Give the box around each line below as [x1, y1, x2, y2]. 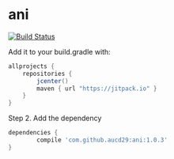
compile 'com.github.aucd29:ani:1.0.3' [36, 136, 168, 144]
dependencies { [8, 129, 59, 137]
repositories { [22, 70, 73, 78]
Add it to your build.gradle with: [8, 47, 111, 56]
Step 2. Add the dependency [8, 113, 102, 123]
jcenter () [36, 77, 69, 85]
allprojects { [8, 62, 55, 70]
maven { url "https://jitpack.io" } [36, 85, 157, 93]
